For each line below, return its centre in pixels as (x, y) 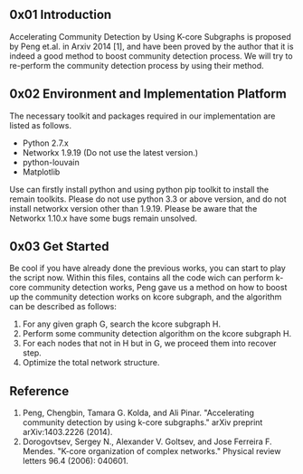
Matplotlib (41, 172)
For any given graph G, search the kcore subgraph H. (122, 324)
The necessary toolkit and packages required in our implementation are (142, 116)
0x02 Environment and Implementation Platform (148, 94)
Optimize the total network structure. (91, 363)
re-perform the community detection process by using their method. (137, 65)
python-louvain (51, 162)
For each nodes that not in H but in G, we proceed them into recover (150, 344)
